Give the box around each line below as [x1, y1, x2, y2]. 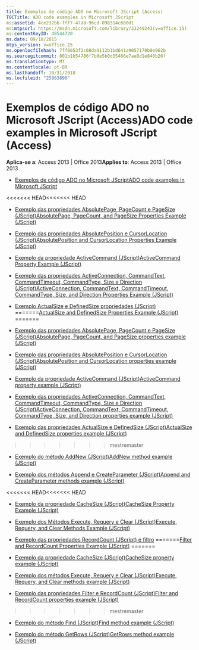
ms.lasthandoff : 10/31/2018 [6, 70, 76, 76]
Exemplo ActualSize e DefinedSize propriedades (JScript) [14, 303, 156, 310]
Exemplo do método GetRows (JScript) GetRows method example [14, 631, 175, 638]
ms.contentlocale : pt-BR [6, 64, 68, 70]
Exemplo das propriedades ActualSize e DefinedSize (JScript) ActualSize [14, 424, 192, 431]
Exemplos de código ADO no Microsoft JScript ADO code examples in [14, 176, 185, 184]
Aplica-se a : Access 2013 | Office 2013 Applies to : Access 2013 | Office [6, 158, 182, 166]
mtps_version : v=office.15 [6, 42, 73, 48]
